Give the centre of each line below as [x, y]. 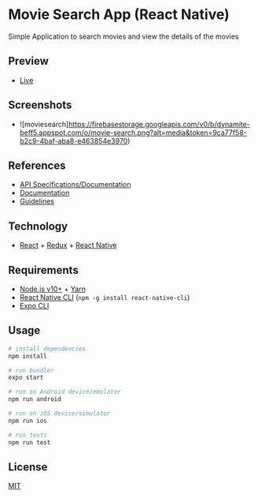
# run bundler [31, 370]
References [37, 165]
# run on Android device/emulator [65, 392]
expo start [26, 378]
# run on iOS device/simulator [59, 414]
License [28, 467]
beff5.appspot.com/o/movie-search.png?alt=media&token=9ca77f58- [133, 133]
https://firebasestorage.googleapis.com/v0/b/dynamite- [159, 124]
